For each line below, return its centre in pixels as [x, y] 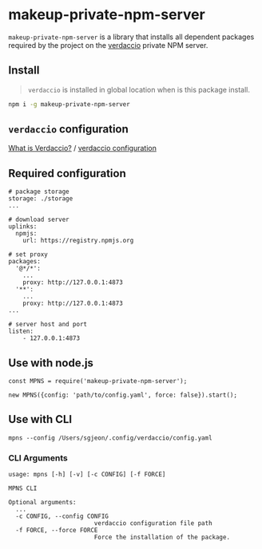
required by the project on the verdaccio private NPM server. [108, 45]
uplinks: [23, 227]
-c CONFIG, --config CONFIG [62, 516]
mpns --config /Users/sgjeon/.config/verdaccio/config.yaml [111, 438]
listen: [21, 332]
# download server [39, 220]
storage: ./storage [41, 199]
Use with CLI [40, 419]
